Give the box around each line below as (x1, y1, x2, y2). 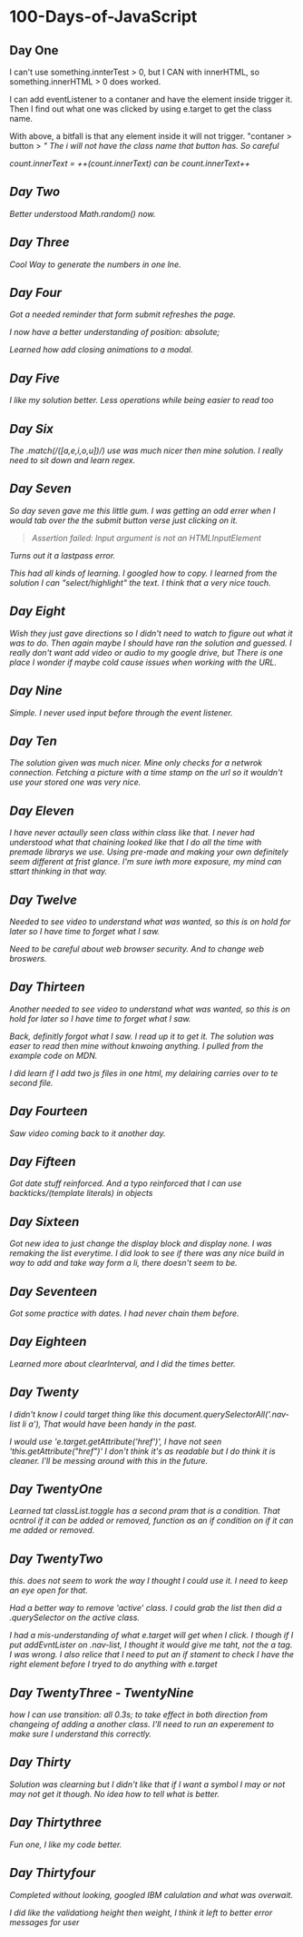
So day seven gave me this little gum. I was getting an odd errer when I (9, 505, 276, 516)
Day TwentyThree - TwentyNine (9, 1685, 194, 1700)
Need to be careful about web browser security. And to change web (9, 943, 265, 954)
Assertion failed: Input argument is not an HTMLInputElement (31, 532, 261, 543)
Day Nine (9, 683, 63, 698)
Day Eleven (9, 803, 74, 818)
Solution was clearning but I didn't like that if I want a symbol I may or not (9, 1778, 286, 1790)
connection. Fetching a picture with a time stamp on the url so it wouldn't (9, 767, 283, 778)
